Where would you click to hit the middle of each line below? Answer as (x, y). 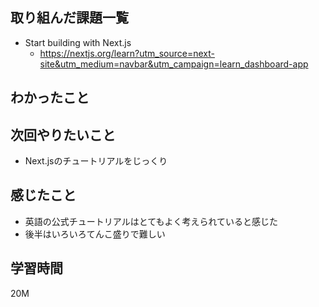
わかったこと (50, 98)
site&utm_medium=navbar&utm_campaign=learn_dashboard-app (174, 64)
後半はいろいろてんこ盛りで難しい (95, 234)
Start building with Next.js (78, 42)
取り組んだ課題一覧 (69, 18)
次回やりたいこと (63, 134)
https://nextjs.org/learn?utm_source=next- (127, 53)
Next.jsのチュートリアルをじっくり (96, 161)
